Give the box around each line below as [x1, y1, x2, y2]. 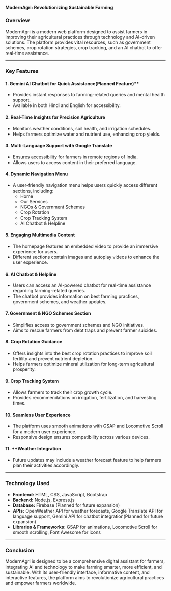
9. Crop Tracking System [5, 378, 59, 384]
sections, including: [12, 188, 54, 194]
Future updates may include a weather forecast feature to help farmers [12, 457, 161, 463]
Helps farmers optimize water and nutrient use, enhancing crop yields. [12, 131, 161, 137]
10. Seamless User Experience [5, 412, 71, 418]
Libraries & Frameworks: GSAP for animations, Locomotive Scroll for [12, 524, 158, 530]
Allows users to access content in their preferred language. [12, 159, 137, 165]
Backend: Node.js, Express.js [12, 497, 75, 503]
